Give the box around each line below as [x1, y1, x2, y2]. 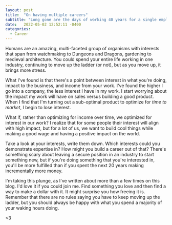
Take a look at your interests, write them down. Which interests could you [5, 140, 160, 147]
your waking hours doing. [5, 205, 59, 211]
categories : [5, 27, 31, 32]
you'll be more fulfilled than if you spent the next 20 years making [5, 162, 144, 168]
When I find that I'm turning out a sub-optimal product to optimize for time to [5, 99, 167, 105]
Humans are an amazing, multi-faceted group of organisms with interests [5, 46, 160, 51]
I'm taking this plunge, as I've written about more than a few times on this [5, 178, 160, 183]
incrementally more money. [5, 168, 63, 174]
